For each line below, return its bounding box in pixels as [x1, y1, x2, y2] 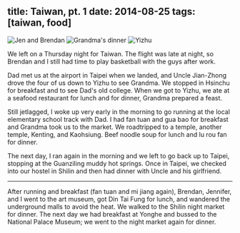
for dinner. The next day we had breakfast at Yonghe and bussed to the [7, 209, 217, 218]
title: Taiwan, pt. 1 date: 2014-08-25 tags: [7, 6, 196, 18]
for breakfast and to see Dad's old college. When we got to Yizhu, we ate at [7, 86, 230, 95]
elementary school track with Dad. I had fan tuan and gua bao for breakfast [7, 115, 229, 123]
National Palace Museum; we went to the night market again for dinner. [7, 217, 216, 226]
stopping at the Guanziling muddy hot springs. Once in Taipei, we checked [7, 159, 227, 167]
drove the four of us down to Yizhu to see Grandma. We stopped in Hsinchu [7, 78, 230, 87]
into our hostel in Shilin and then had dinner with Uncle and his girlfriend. [7, 167, 222, 175]
